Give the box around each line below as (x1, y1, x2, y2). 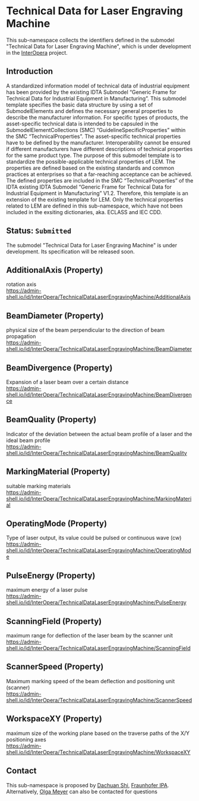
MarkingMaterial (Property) (6, 467, 110, 477)
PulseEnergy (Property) (6, 570, 96, 580)
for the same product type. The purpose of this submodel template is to (6, 152, 181, 159)
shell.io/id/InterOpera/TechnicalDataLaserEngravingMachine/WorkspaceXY (6, 748, 191, 756)
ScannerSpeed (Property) (6, 662, 104, 672)
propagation (6, 333, 36, 340)
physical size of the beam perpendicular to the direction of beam (6, 326, 165, 334)
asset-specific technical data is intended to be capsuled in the (6, 120, 159, 127)
